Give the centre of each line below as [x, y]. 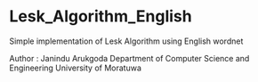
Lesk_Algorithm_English [101, 16]
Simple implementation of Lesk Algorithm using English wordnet [126, 41]
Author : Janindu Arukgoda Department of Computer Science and [129, 58]
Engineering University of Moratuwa [76, 68]
